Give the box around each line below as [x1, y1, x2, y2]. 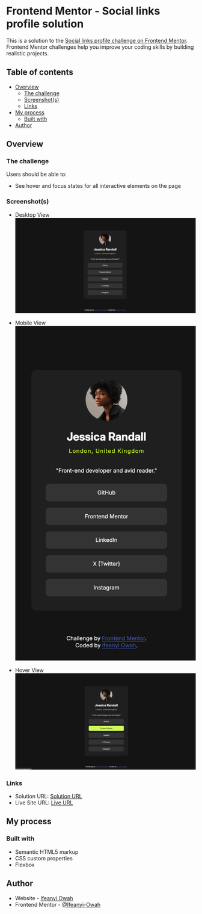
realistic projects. [6, 49, 49, 57]
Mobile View [14, 319, 46, 326]
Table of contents [6, 67, 73, 78]
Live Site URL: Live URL [14, 799, 73, 806]
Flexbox [14, 861, 35, 868]
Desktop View [14, 211, 50, 218]
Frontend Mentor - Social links [6, 4, 161, 18]
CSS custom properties [14, 854, 73, 862]
